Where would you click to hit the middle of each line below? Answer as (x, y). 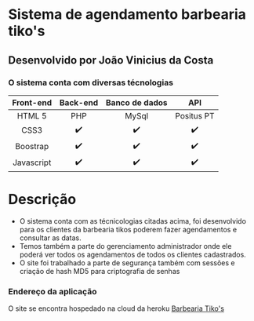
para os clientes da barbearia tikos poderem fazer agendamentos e (128, 229)
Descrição (42, 200)
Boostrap (32, 147)
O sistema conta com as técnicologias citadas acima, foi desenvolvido (133, 221)
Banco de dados (136, 102)
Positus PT (195, 115)
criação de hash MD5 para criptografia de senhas (100, 271)
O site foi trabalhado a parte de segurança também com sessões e (127, 263)
